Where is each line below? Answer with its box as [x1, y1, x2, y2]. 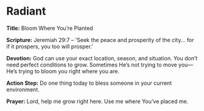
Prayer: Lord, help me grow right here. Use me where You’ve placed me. [6, 98, 189, 105]
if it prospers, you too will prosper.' [6, 43, 93, 50]
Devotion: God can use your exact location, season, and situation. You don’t [6, 54, 198, 62]
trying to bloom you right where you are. [18, 67, 120, 74]
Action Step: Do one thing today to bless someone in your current [6, 79, 172, 87]
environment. [6, 85, 40, 93]
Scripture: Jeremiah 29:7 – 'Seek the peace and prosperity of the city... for [6, 36, 194, 43]
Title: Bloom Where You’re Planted [6, 24, 93, 32]
